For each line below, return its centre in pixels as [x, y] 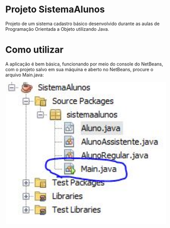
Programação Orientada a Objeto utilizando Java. [57, 29]
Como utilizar [35, 50]
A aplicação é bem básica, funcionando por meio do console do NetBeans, [84, 64]
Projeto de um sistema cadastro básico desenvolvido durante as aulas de [82, 24]
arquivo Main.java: [25, 75]
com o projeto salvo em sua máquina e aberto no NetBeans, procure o [79, 69]
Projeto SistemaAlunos [55, 9]
